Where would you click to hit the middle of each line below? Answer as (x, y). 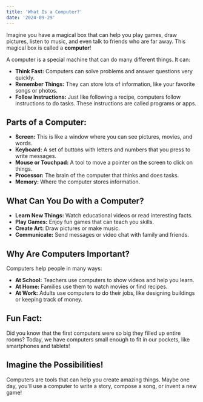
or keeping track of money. (49, 299)
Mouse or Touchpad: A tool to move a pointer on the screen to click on (104, 163)
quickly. (25, 77)
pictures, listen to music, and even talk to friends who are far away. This (96, 41)
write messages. (35, 156)
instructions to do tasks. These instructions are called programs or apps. (106, 103)
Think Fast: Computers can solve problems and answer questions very (104, 71)
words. (24, 143)
